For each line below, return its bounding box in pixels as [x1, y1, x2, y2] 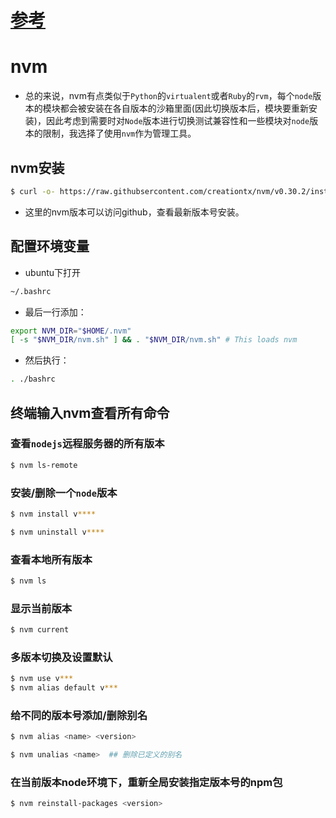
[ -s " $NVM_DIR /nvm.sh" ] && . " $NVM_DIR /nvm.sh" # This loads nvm [10, 335, 298, 345]
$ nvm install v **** [10, 509, 97, 519]
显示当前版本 [10, 601, 73, 615]
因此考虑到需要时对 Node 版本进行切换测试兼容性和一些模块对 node [45, 115, 310, 127]
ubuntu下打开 [24, 266, 82, 278]
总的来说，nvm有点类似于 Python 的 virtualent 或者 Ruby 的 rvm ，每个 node [24, 90, 313, 102]
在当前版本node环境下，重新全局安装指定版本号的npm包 [10, 776, 283, 790]
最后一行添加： [24, 306, 87, 318]
